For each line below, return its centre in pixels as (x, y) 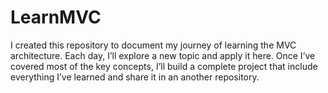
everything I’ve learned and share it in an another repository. (135, 77)
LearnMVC (56, 17)
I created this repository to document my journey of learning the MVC (153, 45)
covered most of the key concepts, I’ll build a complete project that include (164, 66)
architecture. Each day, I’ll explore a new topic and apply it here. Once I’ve (163, 55)
